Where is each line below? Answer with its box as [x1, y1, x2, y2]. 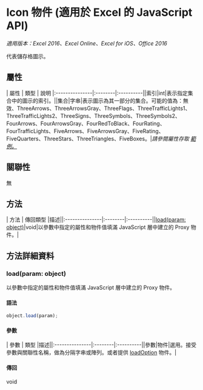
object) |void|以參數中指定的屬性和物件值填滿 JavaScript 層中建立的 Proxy [6, 224, 190, 231]
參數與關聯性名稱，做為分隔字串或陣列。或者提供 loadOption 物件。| [6, 349, 177, 356]
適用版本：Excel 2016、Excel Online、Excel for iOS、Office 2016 [6, 39, 168, 47]
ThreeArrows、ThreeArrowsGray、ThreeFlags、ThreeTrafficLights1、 [16, 104, 191, 112]
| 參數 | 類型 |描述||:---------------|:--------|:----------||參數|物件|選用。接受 [6, 341, 197, 349]
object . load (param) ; [6, 313, 59, 319]
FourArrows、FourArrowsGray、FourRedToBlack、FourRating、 [6, 120, 165, 127]
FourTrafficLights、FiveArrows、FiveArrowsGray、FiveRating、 [6, 127, 164, 134]
